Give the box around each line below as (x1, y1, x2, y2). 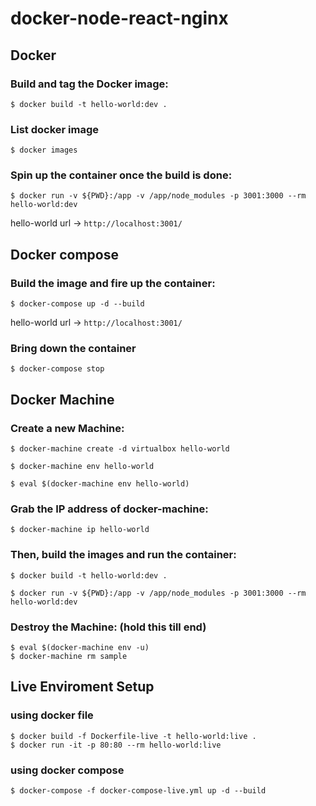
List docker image (10, 122, 100, 136)
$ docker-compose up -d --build (10, 299, 145, 309)
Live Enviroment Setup (10, 678, 155, 696)
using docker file (10, 708, 94, 722)
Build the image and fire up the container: (10, 276, 216, 290)
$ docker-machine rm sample (10, 652, 128, 662)
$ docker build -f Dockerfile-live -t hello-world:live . (10, 731, 257, 741)
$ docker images (10, 145, 78, 156)
